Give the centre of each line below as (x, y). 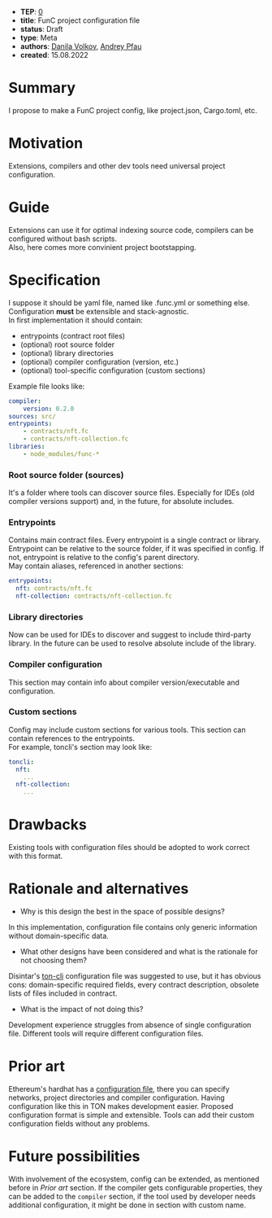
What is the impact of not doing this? (82, 1010)
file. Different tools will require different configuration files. (106, 1034)
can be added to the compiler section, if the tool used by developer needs (132, 1196)
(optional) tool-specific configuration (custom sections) (112, 370)
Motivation (46, 144)
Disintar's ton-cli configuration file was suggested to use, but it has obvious (135, 976)
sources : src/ (32, 416)
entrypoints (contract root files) (73, 335)
